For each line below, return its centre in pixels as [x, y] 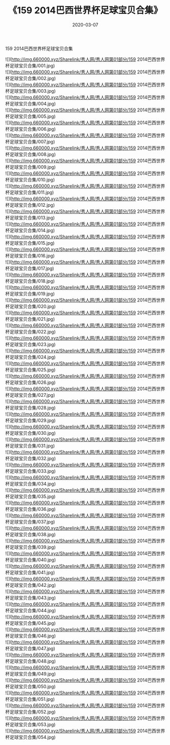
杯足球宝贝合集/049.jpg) [30, 674]
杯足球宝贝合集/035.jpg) [30, 496]
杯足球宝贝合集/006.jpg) [30, 129]
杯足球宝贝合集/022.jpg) [30, 331]
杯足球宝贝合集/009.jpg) [30, 167]
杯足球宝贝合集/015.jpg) [30, 243]
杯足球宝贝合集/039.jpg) [30, 547]
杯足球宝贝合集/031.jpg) [30, 445]
